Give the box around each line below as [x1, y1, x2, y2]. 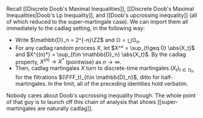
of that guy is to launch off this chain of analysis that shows [6, 98, 157, 105]
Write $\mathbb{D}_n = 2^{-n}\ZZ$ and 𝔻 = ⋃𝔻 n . [15, 36, 141, 45]
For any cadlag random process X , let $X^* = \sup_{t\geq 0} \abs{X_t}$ [15, 44, 195, 51]
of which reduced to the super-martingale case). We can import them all [6, 18, 188, 25]
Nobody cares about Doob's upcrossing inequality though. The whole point [6, 91, 196, 99]
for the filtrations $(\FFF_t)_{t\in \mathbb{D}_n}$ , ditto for [15, 73, 160, 81]
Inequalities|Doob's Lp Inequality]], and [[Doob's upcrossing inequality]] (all [6, 12, 197, 19]
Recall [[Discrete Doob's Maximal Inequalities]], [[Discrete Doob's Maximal [6, 5, 194, 12]
